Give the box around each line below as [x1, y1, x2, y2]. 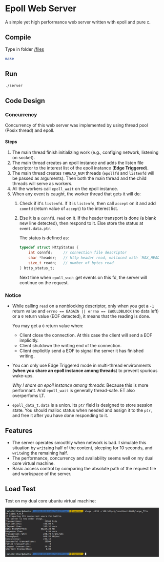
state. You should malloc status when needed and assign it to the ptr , [12, 407, 152, 413]
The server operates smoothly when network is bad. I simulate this [12, 439, 146, 445]
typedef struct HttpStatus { [19, 245, 79, 250]
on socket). [12, 155, 35, 161]
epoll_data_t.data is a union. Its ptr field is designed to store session [12, 402, 153, 408]
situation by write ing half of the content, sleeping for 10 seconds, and [12, 445, 153, 451]
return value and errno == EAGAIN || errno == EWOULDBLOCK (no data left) [12, 308, 159, 314]
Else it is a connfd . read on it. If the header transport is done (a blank [19, 215, 156, 221]
